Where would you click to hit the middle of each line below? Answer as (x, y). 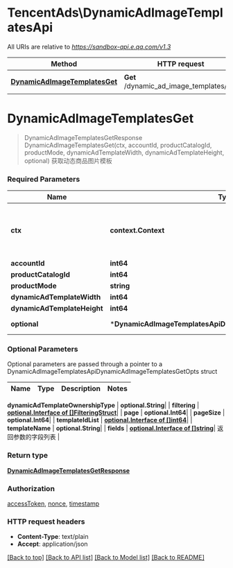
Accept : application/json (52, 544)
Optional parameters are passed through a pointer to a (85, 364)
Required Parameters (44, 179)
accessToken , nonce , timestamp (53, 504)
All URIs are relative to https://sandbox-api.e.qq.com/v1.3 (89, 46)
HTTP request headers (46, 522)
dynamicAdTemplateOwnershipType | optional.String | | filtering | (103, 405)
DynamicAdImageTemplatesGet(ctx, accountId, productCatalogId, (118, 145)
